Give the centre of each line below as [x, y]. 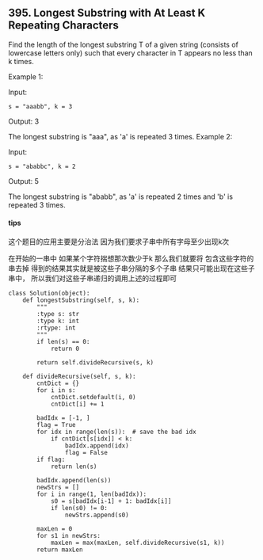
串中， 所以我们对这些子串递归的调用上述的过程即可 [92, 278]
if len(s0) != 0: [79, 509]
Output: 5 [24, 181]
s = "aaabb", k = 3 [40, 106]
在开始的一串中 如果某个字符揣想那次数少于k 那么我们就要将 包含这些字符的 [131, 259]
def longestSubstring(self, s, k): [81, 300]
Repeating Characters [63, 26]
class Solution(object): [49, 293]
